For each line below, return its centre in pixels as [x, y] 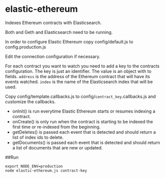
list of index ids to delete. [38, 137]
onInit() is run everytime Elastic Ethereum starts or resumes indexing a [84, 111]
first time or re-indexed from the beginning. [56, 127]
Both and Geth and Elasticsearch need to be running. [59, 32]
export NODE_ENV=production [34, 166]
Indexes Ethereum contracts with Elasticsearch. [54, 23]
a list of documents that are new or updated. [57, 148]
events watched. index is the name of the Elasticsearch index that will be [79, 82]
